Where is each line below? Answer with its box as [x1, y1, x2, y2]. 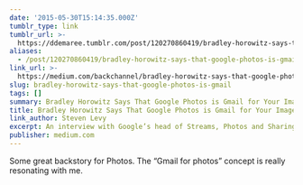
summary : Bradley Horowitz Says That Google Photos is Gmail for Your [9, 97, 280, 106]
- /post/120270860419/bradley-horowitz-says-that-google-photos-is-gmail [17, 55, 300, 64]
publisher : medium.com [9, 131, 95, 140]
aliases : [9, 47, 42, 56]
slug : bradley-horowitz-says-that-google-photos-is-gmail [9, 80, 232, 89]
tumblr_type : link [9, 22, 78, 31]
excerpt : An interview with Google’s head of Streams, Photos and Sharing [9, 123, 297, 132]
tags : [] [9, 88, 42, 97]
